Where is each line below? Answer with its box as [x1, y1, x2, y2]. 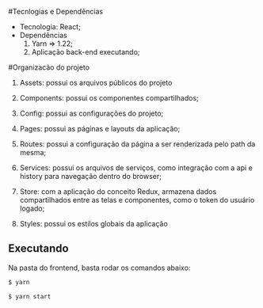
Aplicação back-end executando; [31, 48, 140, 56]
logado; [19, 203, 45, 213]
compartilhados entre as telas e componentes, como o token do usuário [19, 196, 255, 204]
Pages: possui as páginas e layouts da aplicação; [19, 124, 181, 133]
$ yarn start [8, 292, 51, 300]
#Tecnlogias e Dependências [8, 7, 104, 16]
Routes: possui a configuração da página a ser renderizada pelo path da [19, 139, 256, 149]
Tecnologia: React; [19, 22, 81, 31]
